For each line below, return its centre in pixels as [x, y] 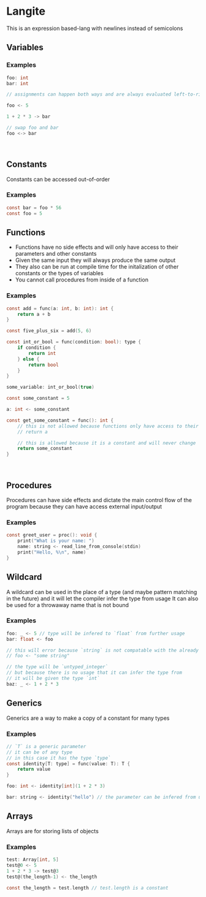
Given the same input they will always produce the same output [95, 260]
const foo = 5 [25, 213]
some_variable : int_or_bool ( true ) [51, 387]
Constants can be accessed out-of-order [58, 179]
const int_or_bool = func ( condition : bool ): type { [74, 342]
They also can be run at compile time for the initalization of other [97, 267]
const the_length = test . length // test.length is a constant [87, 888]
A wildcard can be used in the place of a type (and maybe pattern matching [102, 592]
